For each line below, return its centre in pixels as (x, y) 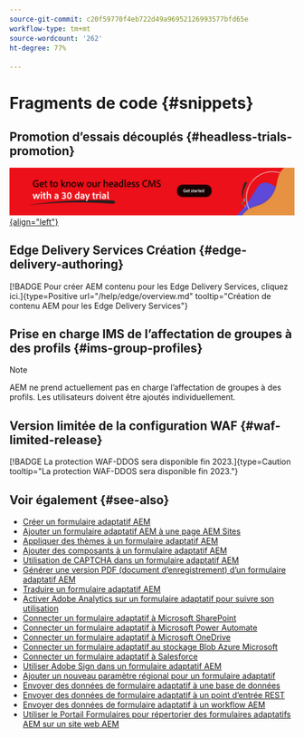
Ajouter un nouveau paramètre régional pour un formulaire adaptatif (149, 676)
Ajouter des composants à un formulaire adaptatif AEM (125, 551)
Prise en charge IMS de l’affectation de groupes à (151, 334)
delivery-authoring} (66, 264)
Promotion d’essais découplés (96, 136)
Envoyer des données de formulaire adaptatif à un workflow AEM (144, 705)
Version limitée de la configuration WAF (123, 426)
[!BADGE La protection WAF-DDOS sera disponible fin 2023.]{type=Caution (150, 461)
